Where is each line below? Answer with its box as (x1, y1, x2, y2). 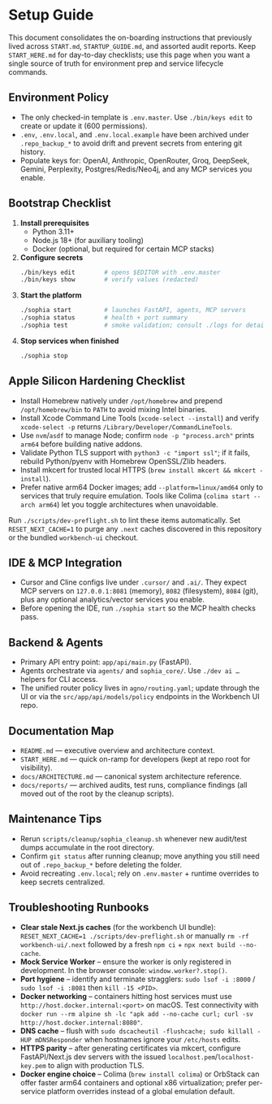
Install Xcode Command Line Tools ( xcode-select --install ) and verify (19, 413, 260, 423)
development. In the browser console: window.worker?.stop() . (19, 965, 227, 975)
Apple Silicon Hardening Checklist (8, 374, 185, 388)
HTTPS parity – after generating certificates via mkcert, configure (19, 1043, 241, 1053)
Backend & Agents (8, 636, 104, 650)
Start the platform (19, 290, 83, 300)
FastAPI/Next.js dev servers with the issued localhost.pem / (19, 1051, 218, 1062)
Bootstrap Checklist (8, 197, 111, 211)
